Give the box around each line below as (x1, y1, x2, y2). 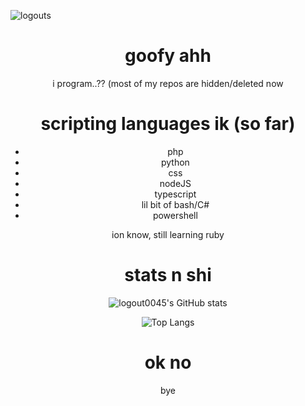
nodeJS (159, 177, 192, 189)
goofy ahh (124, 45, 212, 67)
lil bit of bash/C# (141, 198, 210, 210)
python (160, 156, 190, 168)
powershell (152, 209, 198, 221)
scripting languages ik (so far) (40, 113, 296, 135)
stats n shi (124, 264, 212, 287)
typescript (154, 188, 197, 200)
